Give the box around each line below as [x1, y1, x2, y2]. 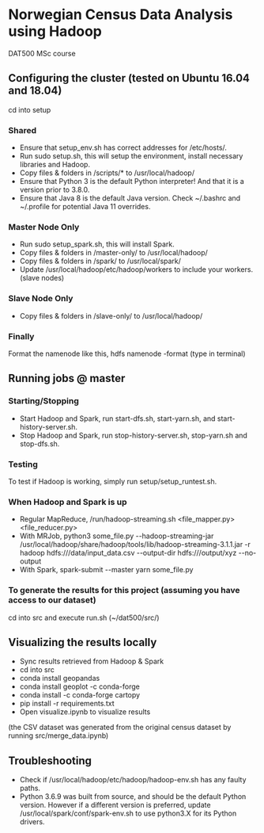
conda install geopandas [19, 674, 100, 683]
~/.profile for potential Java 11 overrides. [19, 202, 151, 212]
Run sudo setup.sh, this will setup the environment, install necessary [19, 151, 243, 161]
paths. [19, 783, 41, 793]
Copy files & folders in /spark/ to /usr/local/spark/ [19, 256, 182, 266]
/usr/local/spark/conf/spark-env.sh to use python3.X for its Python [19, 808, 237, 818]
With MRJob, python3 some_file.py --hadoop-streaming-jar [19, 531, 214, 541]
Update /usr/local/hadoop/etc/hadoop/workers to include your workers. [19, 265, 254, 274]
